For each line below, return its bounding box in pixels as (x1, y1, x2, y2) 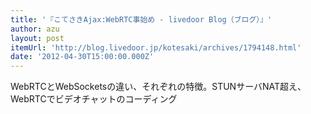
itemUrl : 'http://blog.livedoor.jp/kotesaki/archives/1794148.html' (10, 42, 302, 53)
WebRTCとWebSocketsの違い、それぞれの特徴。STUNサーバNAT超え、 (10, 81, 307, 93)
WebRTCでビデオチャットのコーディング (10, 93, 178, 105)
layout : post (10, 33, 65, 43)
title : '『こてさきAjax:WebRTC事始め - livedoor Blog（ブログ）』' (10, 14, 273, 25)
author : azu (10, 24, 60, 34)
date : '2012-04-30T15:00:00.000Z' (10, 52, 155, 62)
